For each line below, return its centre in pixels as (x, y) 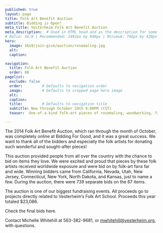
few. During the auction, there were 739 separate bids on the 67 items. (75, 182)
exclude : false (25, 82)
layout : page (18, 14)
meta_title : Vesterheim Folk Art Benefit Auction (56, 28)
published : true (21, 9)
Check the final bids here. (31, 211)
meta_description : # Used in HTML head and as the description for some (81, 32)
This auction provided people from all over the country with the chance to (79, 156)
